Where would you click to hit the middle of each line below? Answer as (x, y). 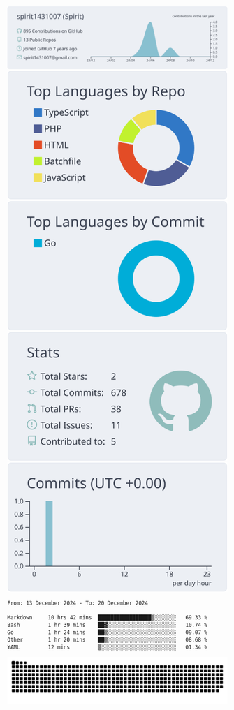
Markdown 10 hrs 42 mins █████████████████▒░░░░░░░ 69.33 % (108, 618)
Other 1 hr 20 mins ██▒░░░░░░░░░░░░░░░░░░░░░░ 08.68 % (108, 639)
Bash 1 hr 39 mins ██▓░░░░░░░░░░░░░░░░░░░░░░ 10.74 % (108, 625)
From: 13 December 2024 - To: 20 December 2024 (78, 603)
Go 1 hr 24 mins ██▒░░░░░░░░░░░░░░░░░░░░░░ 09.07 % (108, 633)
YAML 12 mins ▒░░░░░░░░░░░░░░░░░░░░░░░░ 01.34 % (108, 647)
